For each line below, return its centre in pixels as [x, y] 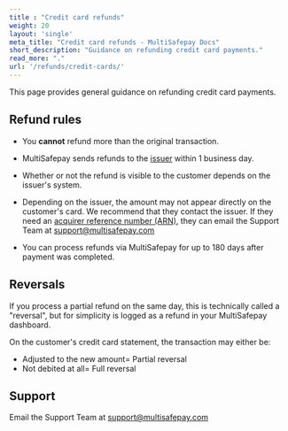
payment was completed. [68, 257]
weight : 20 [29, 26]
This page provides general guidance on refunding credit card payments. [143, 92]
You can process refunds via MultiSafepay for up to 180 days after [143, 247]
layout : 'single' [41, 34]
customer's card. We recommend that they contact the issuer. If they [148, 211]
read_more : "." [37, 58]
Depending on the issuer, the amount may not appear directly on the [147, 202]
